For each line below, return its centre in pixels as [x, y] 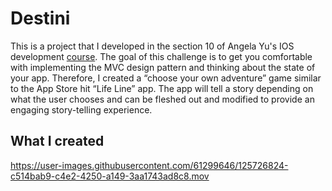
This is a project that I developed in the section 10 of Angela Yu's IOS [152, 46]
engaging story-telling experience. [81, 109]
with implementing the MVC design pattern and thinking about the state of [163, 67]
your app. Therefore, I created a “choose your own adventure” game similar [166, 78]
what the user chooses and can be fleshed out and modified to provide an [162, 99]
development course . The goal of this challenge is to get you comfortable [161, 56]
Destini [40, 18]
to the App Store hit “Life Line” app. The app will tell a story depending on [162, 88]
